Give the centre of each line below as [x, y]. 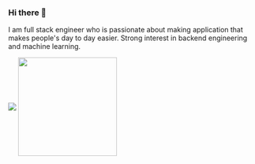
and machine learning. [45, 47]
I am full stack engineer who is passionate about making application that [126, 30]
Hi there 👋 [28, 13]
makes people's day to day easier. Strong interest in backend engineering [128, 38]
